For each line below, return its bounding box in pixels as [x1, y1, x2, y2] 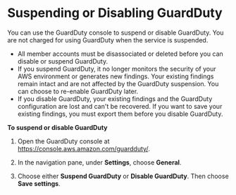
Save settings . [17, 179, 61, 188]
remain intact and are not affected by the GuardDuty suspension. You [17, 79, 219, 88]
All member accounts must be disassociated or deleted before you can [17, 49, 223, 58]
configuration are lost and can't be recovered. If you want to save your [17, 102, 223, 110]
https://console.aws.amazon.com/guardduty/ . [17, 144, 150, 153]
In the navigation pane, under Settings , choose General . [17, 158, 182, 167]
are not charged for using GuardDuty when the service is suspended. [7, 35, 209, 44]
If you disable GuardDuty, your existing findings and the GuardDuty [17, 94, 213, 103]
